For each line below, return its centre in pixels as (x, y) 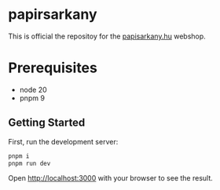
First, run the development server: (63, 141)
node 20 (33, 90)
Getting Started (47, 123)
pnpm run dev (29, 163)
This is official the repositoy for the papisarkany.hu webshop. (107, 36)
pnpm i (19, 156)
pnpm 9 (32, 98)
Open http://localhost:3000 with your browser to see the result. (111, 178)
